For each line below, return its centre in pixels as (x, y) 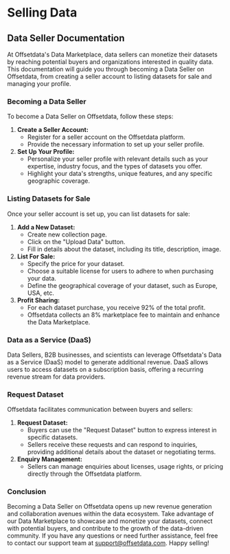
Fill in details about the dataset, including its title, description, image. (124, 249)
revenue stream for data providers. (56, 377)
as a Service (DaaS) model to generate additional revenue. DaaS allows (108, 362)
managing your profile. (39, 84)
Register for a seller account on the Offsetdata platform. (106, 137)
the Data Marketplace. (59, 322)
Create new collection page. (67, 234)
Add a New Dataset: (46, 227)
